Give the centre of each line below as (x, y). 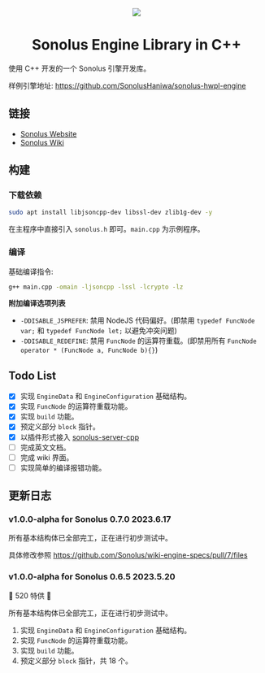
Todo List (33, 375)
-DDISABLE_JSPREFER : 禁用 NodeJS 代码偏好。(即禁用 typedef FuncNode (137, 320)
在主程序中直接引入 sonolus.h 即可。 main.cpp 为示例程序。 (106, 229)
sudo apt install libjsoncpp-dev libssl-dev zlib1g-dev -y (111, 213)
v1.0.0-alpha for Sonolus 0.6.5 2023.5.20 (92, 577)
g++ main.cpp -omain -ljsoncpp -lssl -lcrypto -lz (96, 287)
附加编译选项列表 (37, 303)
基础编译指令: (31, 271)
